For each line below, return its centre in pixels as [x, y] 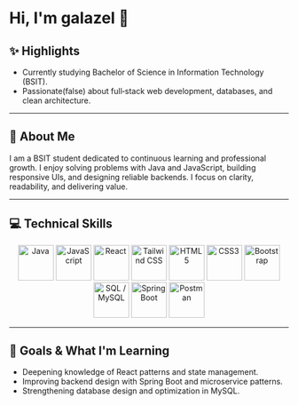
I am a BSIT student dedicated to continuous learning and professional [138, 158]
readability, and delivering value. [69, 187]
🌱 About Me [42, 137]
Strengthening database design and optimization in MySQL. [131, 391]
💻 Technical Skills [61, 224]
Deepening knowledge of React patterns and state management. [140, 372]
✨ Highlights [44, 51]
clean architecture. [56, 100]
